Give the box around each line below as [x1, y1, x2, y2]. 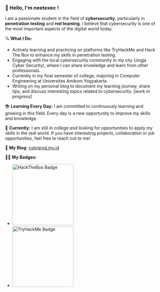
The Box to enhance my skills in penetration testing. [12, 52, 117, 58]
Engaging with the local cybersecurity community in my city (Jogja [12, 57, 146, 63]
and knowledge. [5, 116, 38, 122]
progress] [12, 94, 32, 100]
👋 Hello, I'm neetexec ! [5, 4, 60, 11]
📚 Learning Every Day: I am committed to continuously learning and [5, 104, 144, 109]
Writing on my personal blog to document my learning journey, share [12, 83, 150, 89]
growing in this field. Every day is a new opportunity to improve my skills [5, 110, 150, 116]
